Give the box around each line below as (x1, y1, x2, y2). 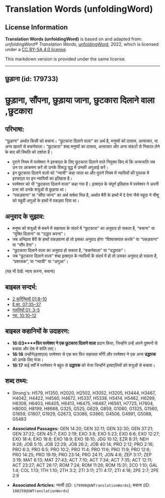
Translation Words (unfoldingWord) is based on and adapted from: (5, 36, 142, 42)
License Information (5, 23, 68, 31)
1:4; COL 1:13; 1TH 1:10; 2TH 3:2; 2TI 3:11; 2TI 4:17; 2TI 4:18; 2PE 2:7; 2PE (12, 467, 159, 473)
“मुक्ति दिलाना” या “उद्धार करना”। (12, 231, 66, 237)
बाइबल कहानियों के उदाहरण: (5, 327, 70, 335)
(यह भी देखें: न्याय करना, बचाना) (5, 268, 55, 274)
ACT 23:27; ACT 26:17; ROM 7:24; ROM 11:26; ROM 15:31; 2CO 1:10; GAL (12, 462, 158, 468)
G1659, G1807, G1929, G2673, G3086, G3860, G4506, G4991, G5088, (12, 410, 153, 416)
